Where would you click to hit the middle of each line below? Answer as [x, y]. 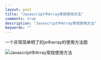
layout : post [18, 10]
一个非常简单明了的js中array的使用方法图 [46, 42]
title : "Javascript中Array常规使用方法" [44, 14]
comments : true [21, 19]
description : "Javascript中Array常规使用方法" [51, 23]
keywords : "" [18, 28]
